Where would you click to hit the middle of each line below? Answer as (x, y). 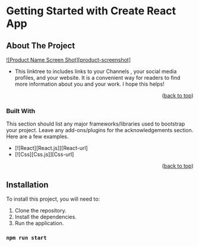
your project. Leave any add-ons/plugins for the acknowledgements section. (100, 130)
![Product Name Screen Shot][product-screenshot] (69, 60)
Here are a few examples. (37, 137)
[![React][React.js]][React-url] (51, 148)
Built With (21, 111)
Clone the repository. (40, 211)
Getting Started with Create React (91, 11)
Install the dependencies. (46, 217)
